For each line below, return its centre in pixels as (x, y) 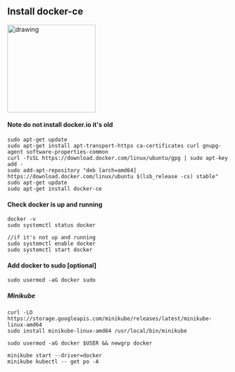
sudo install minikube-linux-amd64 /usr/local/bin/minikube (97, 331)
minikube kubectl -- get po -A (53, 362)
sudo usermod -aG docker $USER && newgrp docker (80, 343)
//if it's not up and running (52, 238)
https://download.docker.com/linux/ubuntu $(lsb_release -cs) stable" (113, 177)
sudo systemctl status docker (52, 225)
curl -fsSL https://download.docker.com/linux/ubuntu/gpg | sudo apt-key (118, 158)
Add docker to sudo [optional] (52, 265)
